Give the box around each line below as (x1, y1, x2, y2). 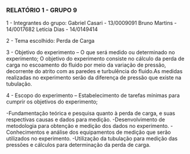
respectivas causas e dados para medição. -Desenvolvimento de (6, 116, 165, 123)
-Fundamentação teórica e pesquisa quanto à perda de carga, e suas (6, 110, 175, 117)
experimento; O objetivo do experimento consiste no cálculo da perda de (6, 55, 185, 62)
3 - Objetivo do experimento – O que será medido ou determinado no (6, 49, 175, 56)
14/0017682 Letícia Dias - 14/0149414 (6, 26, 98, 33)
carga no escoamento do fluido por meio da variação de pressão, (6, 61, 166, 68)
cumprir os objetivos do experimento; (6, 98, 98, 105)
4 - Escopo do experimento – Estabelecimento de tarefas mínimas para (6, 92, 180, 99)
